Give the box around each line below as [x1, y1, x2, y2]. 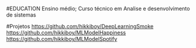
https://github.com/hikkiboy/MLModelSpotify [6, 36, 117, 42]
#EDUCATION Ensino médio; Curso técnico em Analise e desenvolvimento [6, 5, 191, 12]
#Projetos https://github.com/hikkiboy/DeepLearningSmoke [6, 23, 154, 30]
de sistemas [6, 11, 36, 18]
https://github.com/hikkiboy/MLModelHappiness [6, 29, 126, 36]
